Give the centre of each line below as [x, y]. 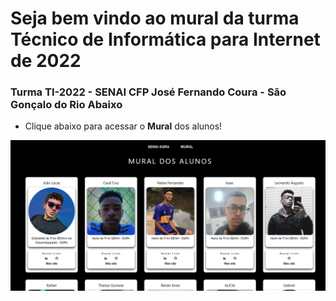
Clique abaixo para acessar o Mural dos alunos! [123, 126]
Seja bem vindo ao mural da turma [155, 18]
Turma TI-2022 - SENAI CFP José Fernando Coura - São [148, 92]
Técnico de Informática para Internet [165, 39]
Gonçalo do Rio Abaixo [66, 105]
